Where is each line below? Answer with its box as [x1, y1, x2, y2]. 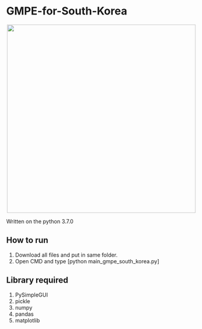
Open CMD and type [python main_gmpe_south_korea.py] [14, 257, 160, 265]
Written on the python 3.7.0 [6, 218, 74, 225]
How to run [6, 235, 49, 245]
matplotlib [14, 316, 40, 324]
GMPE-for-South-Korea [6, 4, 128, 18]
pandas [14, 310, 34, 318]
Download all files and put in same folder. [14, 251, 118, 258]
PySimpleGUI [14, 291, 48, 298]
